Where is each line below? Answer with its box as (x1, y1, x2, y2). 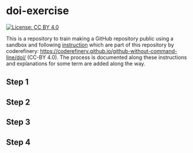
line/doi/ (6, 54, 26, 61)
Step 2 (6, 97, 31, 107)
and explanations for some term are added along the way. (6, 60, 145, 67)
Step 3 (6, 117, 31, 127)
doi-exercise (6, 4, 69, 18)
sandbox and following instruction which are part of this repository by (6, 41, 174, 48)
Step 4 (6, 137, 31, 147)
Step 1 (6, 77, 29, 87)
